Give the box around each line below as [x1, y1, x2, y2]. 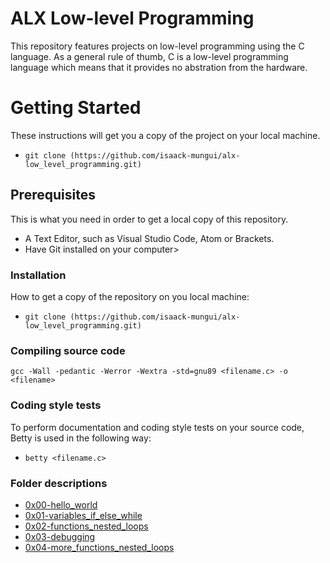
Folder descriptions [10, 476, 108, 490]
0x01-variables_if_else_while [24, 509, 143, 521]
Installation [10, 268, 67, 282]
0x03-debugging [24, 530, 96, 542]
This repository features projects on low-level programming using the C [10, 40, 305, 52]
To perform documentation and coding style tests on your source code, [10, 421, 305, 433]
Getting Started [10, 97, 142, 119]
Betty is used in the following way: [10, 432, 152, 444]
